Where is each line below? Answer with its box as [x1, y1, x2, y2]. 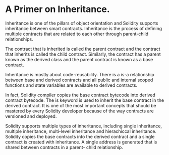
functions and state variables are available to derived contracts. [5, 82, 138, 88]
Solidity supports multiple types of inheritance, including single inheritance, [5, 123, 162, 129]
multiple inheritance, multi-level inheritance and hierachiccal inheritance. [5, 128, 157, 134]
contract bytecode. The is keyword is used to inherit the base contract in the [5, 97, 164, 103]
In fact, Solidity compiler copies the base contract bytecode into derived [5, 92, 155, 98]
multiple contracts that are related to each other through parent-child [5, 31, 149, 37]
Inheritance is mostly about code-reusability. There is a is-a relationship [5, 71, 155, 77]
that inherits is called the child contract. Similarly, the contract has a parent [5, 51, 161, 57]
